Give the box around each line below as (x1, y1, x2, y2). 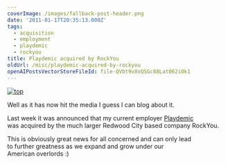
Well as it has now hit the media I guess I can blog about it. (7, 100, 175, 109)
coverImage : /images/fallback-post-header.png (7, 10, 144, 17)
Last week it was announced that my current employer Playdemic (7, 113, 194, 122)
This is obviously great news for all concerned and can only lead (7, 134, 192, 143)
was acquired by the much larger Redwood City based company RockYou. (7, 121, 220, 129)
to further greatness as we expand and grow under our (7, 142, 164, 150)
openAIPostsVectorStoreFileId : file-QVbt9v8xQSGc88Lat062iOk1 (7, 68, 191, 75)
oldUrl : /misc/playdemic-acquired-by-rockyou (7, 62, 141, 69)
